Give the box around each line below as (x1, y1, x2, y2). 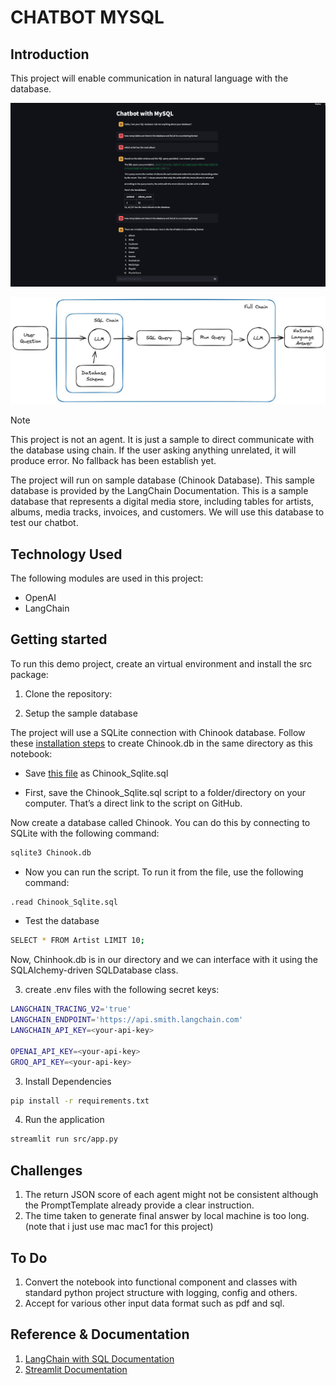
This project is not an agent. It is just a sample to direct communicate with (10, 434, 315, 446)
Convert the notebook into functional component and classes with (24, 1276, 298, 1288)
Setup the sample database (24, 707, 138, 719)
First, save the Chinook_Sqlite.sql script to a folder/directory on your (24, 786, 307, 798)
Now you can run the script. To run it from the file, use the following (24, 866, 304, 878)
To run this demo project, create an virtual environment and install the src (10, 657, 313, 670)
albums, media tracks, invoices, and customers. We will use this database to (10, 506, 325, 518)
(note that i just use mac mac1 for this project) (24, 1221, 214, 1233)
